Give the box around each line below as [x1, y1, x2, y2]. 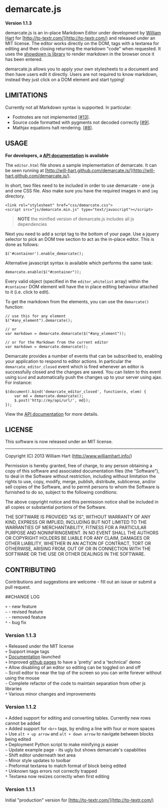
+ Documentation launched [5, 654, 61, 660]
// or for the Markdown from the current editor [5, 340, 108, 345]
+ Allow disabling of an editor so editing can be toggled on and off [5, 665, 141, 671]
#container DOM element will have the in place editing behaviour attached [5, 283, 158, 289]
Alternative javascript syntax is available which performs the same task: [5, 260, 153, 266]
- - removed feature [5, 614, 46, 620]
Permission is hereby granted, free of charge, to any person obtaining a [5, 463, 152, 469]
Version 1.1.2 [5, 704, 36, 711]
